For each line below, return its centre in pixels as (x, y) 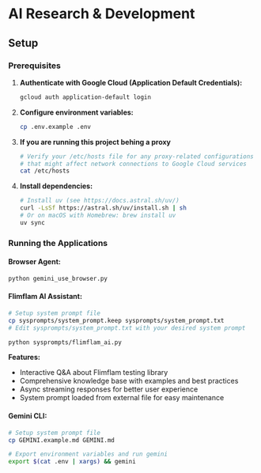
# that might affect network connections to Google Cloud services (133, 164)
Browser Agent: (34, 262)
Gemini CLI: (28, 416)
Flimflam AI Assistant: (45, 297)
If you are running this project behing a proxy (95, 142)
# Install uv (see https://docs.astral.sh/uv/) (99, 201)
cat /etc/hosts (45, 171)
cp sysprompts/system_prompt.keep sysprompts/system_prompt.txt (116, 320)
